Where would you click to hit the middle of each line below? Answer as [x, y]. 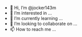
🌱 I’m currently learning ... [36, 18]
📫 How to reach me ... [33, 29]
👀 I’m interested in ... [31, 13]
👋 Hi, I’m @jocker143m [33, 8]
